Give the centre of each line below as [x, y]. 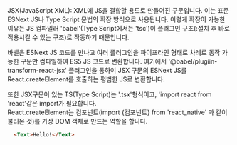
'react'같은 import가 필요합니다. [52, 103]
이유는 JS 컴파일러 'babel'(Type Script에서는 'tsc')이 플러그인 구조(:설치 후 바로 [118, 28]
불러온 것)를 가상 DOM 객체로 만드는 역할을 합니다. [78, 121]
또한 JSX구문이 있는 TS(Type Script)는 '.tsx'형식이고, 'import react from [110, 94]
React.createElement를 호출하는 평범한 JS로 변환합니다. [86, 79]
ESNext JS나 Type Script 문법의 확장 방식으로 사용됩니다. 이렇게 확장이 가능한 [116, 19]
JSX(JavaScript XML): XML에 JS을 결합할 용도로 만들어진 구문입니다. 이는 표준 [118, 10]
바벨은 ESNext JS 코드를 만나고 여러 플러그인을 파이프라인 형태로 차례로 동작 [114, 52]
